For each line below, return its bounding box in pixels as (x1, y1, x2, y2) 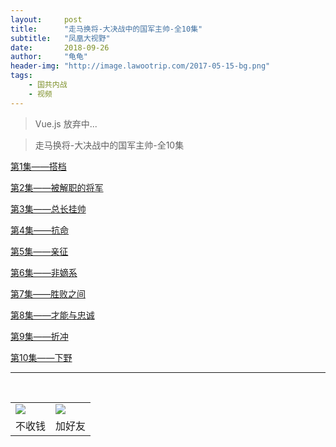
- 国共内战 (28, 80, 68, 90)
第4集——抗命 (10, 224, 70, 236)
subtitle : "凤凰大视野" (10, 33, 111, 43)
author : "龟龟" (10, 52, 89, 62)
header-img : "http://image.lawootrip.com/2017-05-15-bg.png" (10, 61, 271, 71)
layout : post (10, 14, 83, 25)
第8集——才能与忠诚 (10, 309, 95, 321)
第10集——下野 (10, 351, 73, 363)
